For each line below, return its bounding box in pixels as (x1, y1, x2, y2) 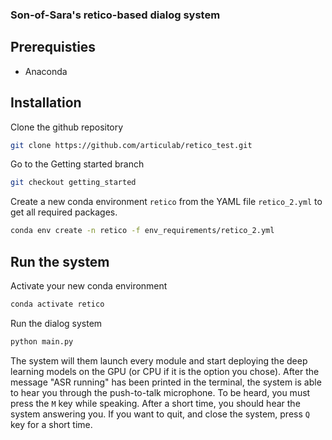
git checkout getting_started (10, 178, 137, 188)
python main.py (10, 336, 74, 347)
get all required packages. (10, 206, 118, 218)
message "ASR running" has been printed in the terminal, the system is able (10, 376, 322, 388)
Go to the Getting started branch (10, 158, 145, 170)
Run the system (10, 253, 110, 270)
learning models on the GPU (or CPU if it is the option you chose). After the (10, 365, 320, 377)
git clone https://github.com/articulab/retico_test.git (10, 140, 253, 150)
